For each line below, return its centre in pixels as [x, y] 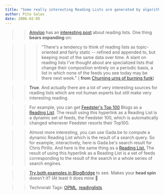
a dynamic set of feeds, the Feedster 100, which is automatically [94, 118]
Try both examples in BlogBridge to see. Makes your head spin [92, 173]
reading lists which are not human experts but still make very [90, 93]
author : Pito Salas [25, 14]
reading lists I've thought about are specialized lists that [97, 63]
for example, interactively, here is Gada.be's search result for [91, 143]
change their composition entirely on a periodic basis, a [97, 68]
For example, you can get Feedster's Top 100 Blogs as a [85, 107]
